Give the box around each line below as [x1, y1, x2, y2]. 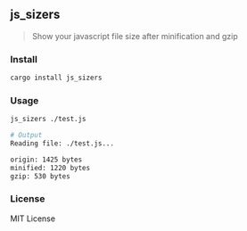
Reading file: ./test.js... [10, 139, 115, 148]
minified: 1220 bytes [10, 163, 91, 172]
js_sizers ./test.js [10, 115, 87, 124]
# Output [10, 131, 43, 140]
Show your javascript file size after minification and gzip [31, 30, 239, 41]
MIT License [10, 213, 56, 224]
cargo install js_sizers [10, 73, 103, 83]
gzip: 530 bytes [10, 171, 70, 181]
